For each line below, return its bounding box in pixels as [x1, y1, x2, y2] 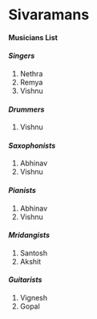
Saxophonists [8, 141, 56, 150]
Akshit [19, 256, 42, 266]
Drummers [8, 104, 45, 114]
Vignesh [19, 293, 48, 302]
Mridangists [8, 231, 51, 240]
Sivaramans [8, 6, 90, 24]
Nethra [19, 68, 43, 78]
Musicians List [8, 32, 59, 42]
